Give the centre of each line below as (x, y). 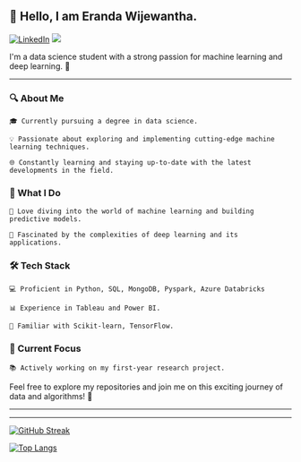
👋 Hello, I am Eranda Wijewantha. (103, 17)
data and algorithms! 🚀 (51, 396)
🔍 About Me (37, 98)
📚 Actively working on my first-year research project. (117, 368)
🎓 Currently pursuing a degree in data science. (104, 122)
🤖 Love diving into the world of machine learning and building (132, 211)
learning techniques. (50, 147)
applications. (36, 243)
